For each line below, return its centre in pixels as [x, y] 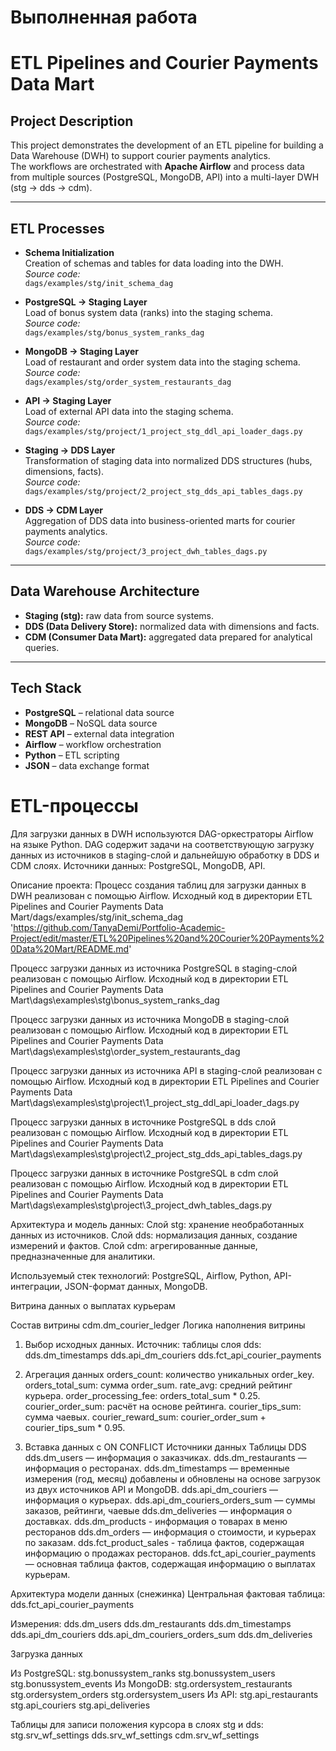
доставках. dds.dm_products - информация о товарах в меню [156, 1521]
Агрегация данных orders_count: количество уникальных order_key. [169, 1374]
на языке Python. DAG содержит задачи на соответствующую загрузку [162, 844]
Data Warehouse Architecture [105, 591]
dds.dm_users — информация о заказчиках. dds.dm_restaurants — [165, 1457]
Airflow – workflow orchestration [93, 744]
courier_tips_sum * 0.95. [75, 1427]
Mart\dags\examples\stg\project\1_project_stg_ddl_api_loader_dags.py [155, 1102]
